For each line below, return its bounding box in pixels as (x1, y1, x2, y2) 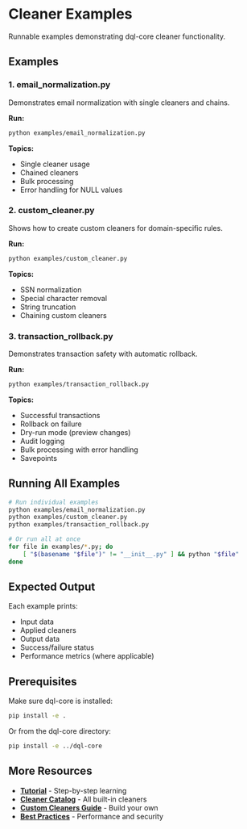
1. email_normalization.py (8, 79, 111, 90)
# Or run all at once (8, 535, 81, 543)
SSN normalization (19, 284, 82, 295)
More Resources (8, 764, 93, 778)
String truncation (19, 302, 76, 312)
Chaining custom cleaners (19, 310, 107, 320)
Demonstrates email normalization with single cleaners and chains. (8, 98, 230, 107)
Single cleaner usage (19, 159, 90, 169)
